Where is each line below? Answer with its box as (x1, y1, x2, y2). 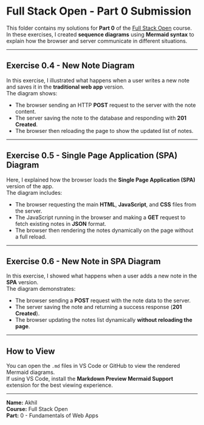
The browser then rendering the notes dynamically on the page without (15, 226, 194, 234)
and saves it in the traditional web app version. (6, 83, 124, 90)
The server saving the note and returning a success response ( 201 (15, 304, 182, 311)
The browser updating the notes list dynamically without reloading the (15, 316, 192, 324)
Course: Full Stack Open (6, 406, 68, 413)
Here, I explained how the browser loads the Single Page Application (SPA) (6, 176, 195, 183)
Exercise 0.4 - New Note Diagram (6, 61, 135, 71)
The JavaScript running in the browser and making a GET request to (15, 214, 186, 221)
